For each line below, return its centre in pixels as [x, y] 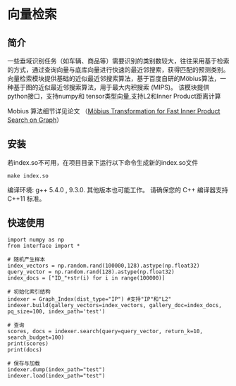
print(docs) [25, 349]
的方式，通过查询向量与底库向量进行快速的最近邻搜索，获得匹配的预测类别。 [118, 70]
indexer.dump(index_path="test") [56, 369]
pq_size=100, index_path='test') [56, 311]
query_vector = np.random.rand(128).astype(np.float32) [91, 272]
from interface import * [44, 246]
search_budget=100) [36, 337]
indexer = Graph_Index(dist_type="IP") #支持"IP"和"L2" [89, 299]
